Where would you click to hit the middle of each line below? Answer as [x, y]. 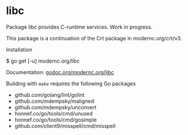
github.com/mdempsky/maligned [54, 101]
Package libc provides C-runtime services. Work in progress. [79, 27]
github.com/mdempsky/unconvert [55, 107]
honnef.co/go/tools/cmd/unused [53, 113]
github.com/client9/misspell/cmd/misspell [65, 126]
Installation [19, 49]
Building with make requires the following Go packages [71, 84]
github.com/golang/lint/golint [49, 95]
